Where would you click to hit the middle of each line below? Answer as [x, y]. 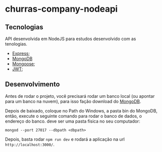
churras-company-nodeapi [61, 9]
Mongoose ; [24, 64]
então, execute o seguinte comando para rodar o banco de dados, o [74, 116]
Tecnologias [24, 27]
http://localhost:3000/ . [30, 144]
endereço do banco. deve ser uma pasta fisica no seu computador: [73, 121]
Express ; [21, 53]
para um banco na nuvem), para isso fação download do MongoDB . [73, 101]
